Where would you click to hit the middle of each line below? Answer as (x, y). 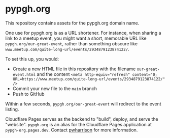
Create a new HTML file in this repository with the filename (74, 69)
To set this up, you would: (32, 59)
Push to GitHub (28, 94)
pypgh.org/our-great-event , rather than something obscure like (72, 43)
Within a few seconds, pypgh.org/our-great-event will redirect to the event (83, 104)
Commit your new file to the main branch (55, 88)
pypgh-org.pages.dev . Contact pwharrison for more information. (72, 130)
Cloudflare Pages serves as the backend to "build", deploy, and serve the (82, 119)
